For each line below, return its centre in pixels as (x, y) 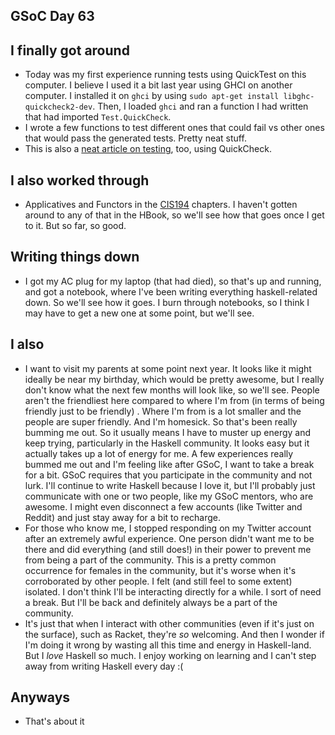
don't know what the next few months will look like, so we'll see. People (172, 390)
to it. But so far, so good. (75, 226)
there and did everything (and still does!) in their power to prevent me (168, 549)
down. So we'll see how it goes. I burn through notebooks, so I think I (167, 302)
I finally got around (70, 50)
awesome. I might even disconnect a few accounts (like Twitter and (163, 506)
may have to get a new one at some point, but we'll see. (139, 313)
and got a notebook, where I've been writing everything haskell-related (171, 291)
